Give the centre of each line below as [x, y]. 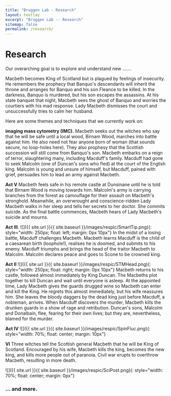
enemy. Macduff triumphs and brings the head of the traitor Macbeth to [80, 249]
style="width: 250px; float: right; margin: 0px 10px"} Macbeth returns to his [84, 270]
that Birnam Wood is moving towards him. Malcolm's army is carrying [78, 190]
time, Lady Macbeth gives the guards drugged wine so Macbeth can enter [83, 286]
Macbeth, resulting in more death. [41, 360]
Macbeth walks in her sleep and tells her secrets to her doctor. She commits [85, 206]
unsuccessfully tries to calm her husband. [49, 111]
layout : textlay [22, 15]
